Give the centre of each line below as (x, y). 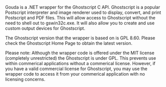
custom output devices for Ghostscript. (45, 28)
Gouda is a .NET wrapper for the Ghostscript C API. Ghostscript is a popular (83, 7)
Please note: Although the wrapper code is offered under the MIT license (80, 53)
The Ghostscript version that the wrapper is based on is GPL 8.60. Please (80, 38)
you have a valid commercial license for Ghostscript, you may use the (76, 69)
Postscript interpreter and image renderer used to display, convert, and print (83, 12)
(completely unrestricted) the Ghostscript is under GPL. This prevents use (81, 58)
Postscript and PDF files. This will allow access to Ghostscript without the (80, 18)
